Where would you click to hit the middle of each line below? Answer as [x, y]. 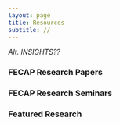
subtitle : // [29, 30]
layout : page [29, 15]
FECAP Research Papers [56, 73]
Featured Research [45, 114]
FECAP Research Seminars [60, 93]
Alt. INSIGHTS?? [35, 52]
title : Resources [36, 23]
